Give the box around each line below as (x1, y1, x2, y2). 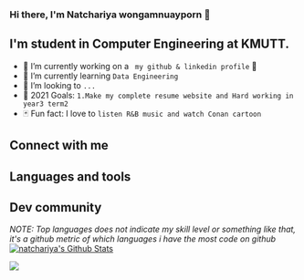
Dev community (9, 200, 102, 215)
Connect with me (9, 138, 110, 153)
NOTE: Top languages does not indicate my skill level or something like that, (9, 223, 297, 235)
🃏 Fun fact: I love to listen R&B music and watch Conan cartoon (22, 108, 262, 119)
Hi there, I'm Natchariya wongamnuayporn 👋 (9, 8, 211, 21)
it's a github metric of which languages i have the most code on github (9, 233, 277, 244)
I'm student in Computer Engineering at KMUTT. (9, 36, 290, 52)
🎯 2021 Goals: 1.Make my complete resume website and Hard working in (22, 89, 294, 100)
